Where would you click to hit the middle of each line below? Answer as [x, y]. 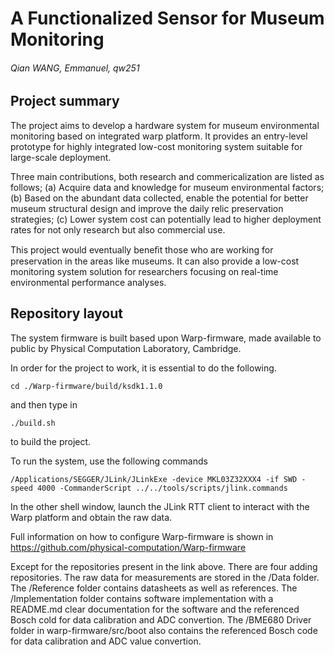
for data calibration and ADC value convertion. [106, 641]
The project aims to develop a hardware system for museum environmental [165, 125]
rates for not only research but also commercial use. [118, 229]
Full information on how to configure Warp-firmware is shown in [142, 536]
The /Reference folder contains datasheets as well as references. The [154, 588]
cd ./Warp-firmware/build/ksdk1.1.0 [86, 386]
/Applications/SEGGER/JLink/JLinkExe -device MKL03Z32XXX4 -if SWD [154, 479]
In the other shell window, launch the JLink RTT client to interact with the [160, 506]
